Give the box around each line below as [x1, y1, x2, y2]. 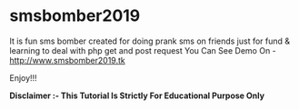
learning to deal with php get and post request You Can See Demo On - [9, 45, 277, 55]
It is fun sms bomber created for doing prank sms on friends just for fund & [9, 35, 291, 46]
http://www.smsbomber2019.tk [9, 55, 125, 65]
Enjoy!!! [9, 72, 38, 83]
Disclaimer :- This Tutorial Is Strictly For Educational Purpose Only [9, 90, 265, 101]
